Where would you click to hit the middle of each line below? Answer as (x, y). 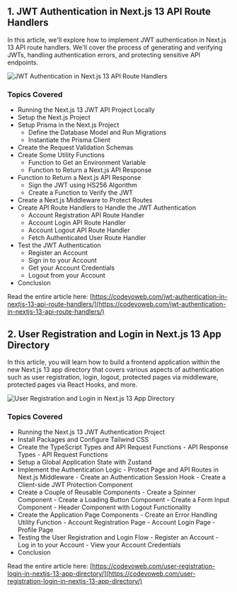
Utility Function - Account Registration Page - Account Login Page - (116, 523)
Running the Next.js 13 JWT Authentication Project (91, 432)
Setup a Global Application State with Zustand (85, 462)
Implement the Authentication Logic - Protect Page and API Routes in (118, 469)
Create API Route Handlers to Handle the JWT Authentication (107, 207)
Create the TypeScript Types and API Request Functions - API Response (123, 447)
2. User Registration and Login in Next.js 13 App (114, 334)
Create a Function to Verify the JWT (80, 193)
